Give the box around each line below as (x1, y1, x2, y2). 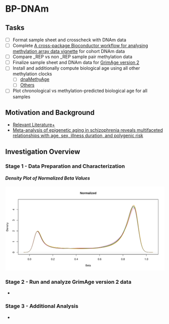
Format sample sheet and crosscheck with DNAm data (12, 37, 126, 43)
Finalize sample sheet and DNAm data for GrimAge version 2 (12, 60, 140, 66)
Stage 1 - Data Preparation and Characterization (5, 162, 125, 169)
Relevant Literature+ (12, 122, 55, 128)
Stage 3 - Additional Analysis (5, 303, 78, 310)
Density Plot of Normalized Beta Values (5, 175, 90, 181)
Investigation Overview (5, 147, 80, 156)
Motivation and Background (5, 108, 95, 117)
